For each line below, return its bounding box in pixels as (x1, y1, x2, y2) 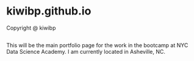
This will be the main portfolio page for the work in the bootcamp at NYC (6, 42, 189, 49)
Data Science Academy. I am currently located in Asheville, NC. (6, 48, 166, 56)
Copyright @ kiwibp (6, 24, 56, 31)
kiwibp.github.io (6, 4, 92, 18)
